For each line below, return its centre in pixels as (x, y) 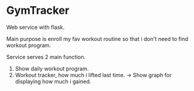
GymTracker (38, 11)
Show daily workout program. (52, 68)
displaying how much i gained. (53, 81)
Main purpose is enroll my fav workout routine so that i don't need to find (97, 39)
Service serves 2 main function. (46, 57)
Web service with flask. (35, 27)
